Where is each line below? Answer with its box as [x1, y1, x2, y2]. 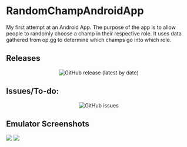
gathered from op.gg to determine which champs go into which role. [6, 36, 172, 43]
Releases [6, 53, 41, 63]
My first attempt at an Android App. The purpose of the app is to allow [6, 24, 176, 31]
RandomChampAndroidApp [6, 4, 144, 18]
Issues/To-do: [6, 86, 59, 96]
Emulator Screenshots [6, 119, 90, 129]
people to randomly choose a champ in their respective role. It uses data [6, 30, 182, 37]
